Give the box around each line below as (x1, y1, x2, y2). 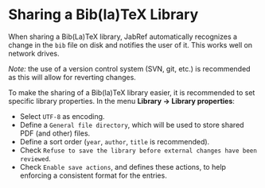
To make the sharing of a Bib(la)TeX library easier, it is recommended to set (8, 87, 255, 97)
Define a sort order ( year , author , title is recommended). (19, 136, 210, 146)
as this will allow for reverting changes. (8, 72, 137, 82)
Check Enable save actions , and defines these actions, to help (19, 162, 227, 171)
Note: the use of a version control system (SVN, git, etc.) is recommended (8, 63, 251, 73)
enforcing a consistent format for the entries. (19, 171, 167, 180)
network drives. (8, 48, 60, 58)
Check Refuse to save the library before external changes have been (19, 145, 257, 155)
